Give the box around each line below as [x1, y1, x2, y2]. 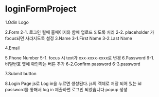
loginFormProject [5, 3, 77, 14]
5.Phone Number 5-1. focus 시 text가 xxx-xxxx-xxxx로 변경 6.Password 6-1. [5, 55, 155, 61]
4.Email [5, 45, 20, 51]
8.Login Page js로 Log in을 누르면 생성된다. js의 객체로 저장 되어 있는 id [5, 81, 142, 86]
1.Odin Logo [5, 19, 29, 25]
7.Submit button [5, 70, 36, 76]
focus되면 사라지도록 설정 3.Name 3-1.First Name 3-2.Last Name [5, 35, 132, 41]
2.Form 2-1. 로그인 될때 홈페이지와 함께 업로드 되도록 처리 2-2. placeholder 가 [5, 29, 155, 35]
